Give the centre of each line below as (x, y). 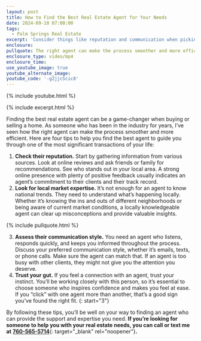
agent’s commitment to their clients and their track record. (86, 182)
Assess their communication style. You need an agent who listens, (98, 237)
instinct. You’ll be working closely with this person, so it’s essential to (100, 282)
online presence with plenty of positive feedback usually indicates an (100, 175)
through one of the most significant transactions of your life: (80, 145)
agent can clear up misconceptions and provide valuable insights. (96, 214)
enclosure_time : (26, 62)
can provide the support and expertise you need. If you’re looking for (92, 319)
